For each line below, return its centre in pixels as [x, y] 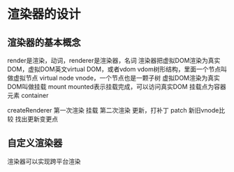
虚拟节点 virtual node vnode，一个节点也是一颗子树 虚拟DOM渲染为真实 [116, 78]
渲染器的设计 [44, 14]
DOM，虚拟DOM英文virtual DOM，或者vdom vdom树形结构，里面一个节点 [114, 69]
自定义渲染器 [35, 143]
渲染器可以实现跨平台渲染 [44, 161]
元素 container [28, 95]
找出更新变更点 [36, 119]
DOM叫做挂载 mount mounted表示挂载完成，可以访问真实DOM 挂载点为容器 [117, 87]
